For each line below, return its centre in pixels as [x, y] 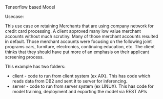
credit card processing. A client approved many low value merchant [73, 31]
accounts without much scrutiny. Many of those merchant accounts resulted [82, 36]
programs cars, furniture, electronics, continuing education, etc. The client [80, 47]
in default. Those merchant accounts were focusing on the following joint [79, 41]
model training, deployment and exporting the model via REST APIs [80, 91]
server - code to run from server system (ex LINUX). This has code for [83, 86]
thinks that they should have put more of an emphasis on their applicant [77, 52]
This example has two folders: [35, 66]
